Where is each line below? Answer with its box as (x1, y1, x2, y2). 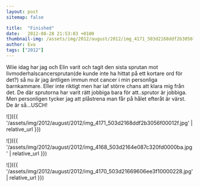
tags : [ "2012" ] (6, 47, 44, 54)
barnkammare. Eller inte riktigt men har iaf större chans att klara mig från (6, 82, 185, 89)
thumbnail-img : (6, 36, 44, 42)
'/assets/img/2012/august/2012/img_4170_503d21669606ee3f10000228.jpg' (6, 167, 193, 174)
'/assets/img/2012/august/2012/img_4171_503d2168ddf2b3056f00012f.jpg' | (6, 119, 193, 126)
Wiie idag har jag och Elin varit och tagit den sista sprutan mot (6, 63, 158, 70)
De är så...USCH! (6, 101, 48, 108)
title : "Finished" (6, 25, 55, 31)
